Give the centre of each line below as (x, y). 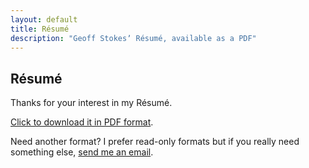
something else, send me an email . (82, 152)
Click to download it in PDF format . (82, 122)
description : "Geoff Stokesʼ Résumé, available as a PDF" (133, 38)
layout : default (44, 19)
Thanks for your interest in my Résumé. (91, 103)
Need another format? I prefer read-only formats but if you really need (155, 142)
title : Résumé (40, 29)
